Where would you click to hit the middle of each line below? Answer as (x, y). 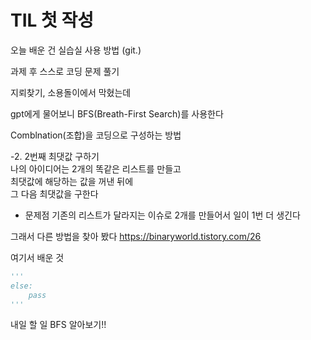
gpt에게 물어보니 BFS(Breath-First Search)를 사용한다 (117, 113)
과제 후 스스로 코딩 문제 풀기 (65, 71)
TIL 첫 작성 (52, 20)
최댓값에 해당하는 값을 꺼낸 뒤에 (72, 181)
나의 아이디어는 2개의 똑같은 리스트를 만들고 (96, 168)
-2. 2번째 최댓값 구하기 (55, 156)
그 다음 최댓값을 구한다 (54, 193)
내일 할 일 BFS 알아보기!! (58, 325)
